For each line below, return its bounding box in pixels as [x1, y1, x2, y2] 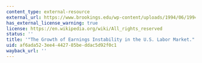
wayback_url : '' [6, 48, 47, 54]
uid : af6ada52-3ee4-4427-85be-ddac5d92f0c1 [6, 43, 117, 49]
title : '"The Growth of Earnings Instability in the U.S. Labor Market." [6, 37, 195, 43]
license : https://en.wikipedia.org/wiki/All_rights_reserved [6, 25, 163, 32]
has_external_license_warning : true [6, 20, 98, 26]
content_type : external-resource [6, 8, 90, 15]
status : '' [6, 31, 34, 37]
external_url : [6, 14, 42, 20]
